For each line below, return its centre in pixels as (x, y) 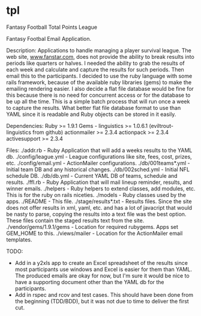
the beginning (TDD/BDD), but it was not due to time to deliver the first (102, 301)
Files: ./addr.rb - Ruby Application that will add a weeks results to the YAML (99, 150)
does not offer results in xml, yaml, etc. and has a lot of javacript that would (99, 207)
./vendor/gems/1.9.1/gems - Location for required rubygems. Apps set (92, 226)
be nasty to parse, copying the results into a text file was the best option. (96, 214)
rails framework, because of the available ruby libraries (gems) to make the (99, 82)
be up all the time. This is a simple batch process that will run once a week (98, 101)
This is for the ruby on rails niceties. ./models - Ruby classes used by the (96, 195)
